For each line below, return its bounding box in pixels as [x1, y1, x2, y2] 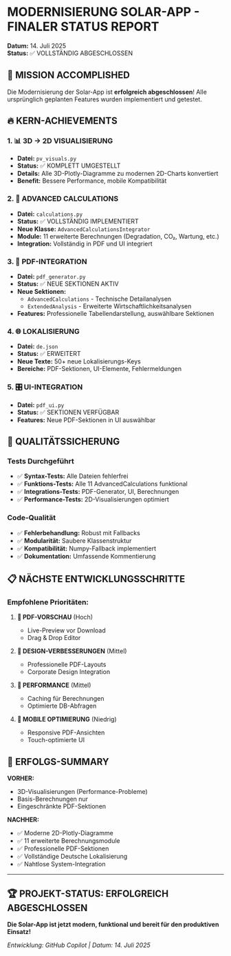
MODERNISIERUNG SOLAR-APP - [7, 4, 200, 20]
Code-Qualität [7, 513, 56, 523]
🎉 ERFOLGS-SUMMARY [7, 756, 109, 768]
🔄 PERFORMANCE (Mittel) [16, 681, 91, 690]
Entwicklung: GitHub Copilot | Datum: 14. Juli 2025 [7, 941, 151, 949]
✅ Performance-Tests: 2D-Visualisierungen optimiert [16, 495, 170, 504]
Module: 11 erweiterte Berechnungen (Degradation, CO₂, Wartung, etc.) [16, 232, 220, 240]
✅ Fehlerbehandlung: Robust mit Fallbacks [16, 528, 141, 537]
